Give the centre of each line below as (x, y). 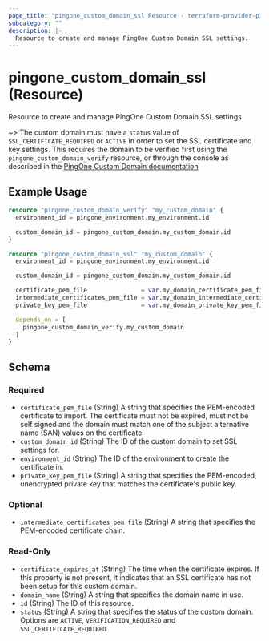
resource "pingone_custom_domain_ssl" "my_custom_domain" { (111, 254)
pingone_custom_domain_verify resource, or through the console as (118, 158)
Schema (29, 367)
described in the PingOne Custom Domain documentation (103, 167)
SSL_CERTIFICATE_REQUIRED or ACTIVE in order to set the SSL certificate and (130, 141)
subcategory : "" (35, 23)
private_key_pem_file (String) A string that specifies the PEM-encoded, (138, 475)
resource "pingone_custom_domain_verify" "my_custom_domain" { (116, 210)
